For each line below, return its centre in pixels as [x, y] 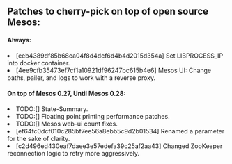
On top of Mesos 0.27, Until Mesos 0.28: [67, 94]
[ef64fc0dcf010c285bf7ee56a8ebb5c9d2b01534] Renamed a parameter [121, 131]
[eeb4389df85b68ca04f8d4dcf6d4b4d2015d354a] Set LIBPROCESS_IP [120, 56]
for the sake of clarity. [39, 138]
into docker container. [39, 63]
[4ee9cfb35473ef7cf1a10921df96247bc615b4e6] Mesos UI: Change [114, 70]
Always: [19, 40]
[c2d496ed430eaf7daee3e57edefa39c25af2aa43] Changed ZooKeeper [119, 146]
